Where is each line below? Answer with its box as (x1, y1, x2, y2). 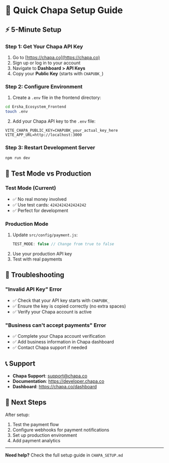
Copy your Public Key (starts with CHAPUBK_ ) (12, 70, 104, 76)
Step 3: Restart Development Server (5, 144, 96, 151)
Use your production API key (12, 250, 72, 256)
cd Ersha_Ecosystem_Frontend (5, 105, 66, 110)
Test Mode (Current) (5, 184, 56, 191)
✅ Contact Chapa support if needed (12, 344, 87, 350)
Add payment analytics (12, 437, 60, 443)
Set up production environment (12, 432, 77, 438)
